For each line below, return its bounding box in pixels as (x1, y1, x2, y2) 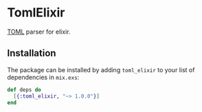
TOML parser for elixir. (7, 27, 71, 36)
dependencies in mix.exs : (7, 73, 80, 81)
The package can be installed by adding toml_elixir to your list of (7, 65, 195, 74)
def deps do (7, 86, 41, 93)
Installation (7, 47, 56, 59)
